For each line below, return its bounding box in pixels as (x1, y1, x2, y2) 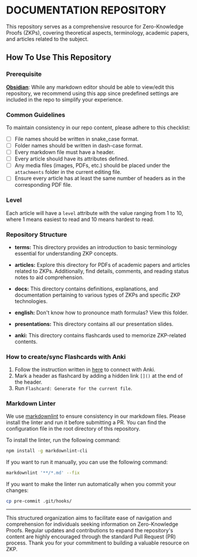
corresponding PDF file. (14, 182, 72, 189)
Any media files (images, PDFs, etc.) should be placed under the (14, 162, 170, 169)
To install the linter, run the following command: (6, 437, 121, 444)
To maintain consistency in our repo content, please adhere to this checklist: (6, 124, 191, 131)
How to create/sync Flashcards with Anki (6, 353, 126, 361)
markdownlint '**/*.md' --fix (6, 470, 80, 476)
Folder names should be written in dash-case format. (14, 142, 143, 149)
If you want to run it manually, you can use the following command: (6, 459, 168, 466)
